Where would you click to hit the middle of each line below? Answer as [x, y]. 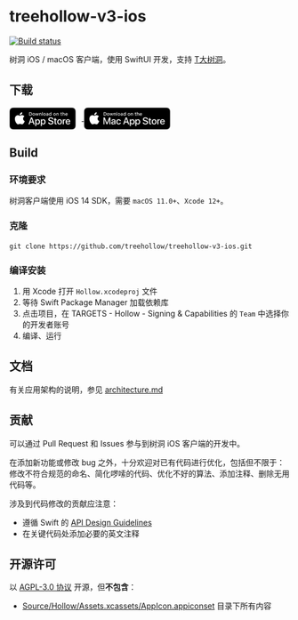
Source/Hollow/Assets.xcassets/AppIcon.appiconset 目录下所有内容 [147, 606]
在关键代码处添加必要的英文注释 [81, 533]
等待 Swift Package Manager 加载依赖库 [95, 302]
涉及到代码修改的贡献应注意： [64, 503]
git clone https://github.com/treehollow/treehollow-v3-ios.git [131, 246]
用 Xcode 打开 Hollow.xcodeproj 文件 [90, 292]
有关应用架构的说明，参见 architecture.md [86, 390]
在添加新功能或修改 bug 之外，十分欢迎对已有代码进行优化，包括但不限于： [147, 462]
